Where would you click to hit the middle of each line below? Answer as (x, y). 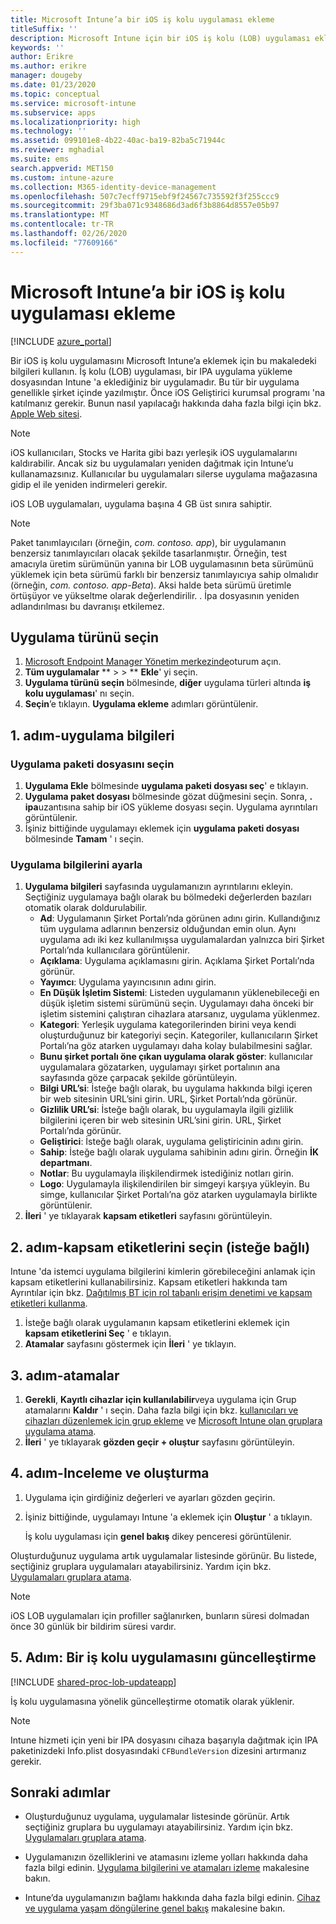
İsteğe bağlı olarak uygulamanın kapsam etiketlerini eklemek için (157, 1323)
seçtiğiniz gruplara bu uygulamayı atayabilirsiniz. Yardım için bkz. (159, 1827)
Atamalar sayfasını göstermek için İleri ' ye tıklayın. (130, 1344)
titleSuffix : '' (44, 29)
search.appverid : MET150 (62, 168)
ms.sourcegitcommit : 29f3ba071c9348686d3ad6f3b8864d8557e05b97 (145, 206)
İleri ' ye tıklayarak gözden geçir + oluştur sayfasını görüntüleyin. (159, 1442)
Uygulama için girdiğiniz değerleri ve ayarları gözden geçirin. (150, 1497)
